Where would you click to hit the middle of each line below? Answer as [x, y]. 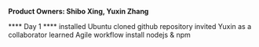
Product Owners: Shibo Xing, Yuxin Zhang [78, 11]
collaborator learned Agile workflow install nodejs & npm [99, 35]
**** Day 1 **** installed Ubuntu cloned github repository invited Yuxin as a [130, 26]
